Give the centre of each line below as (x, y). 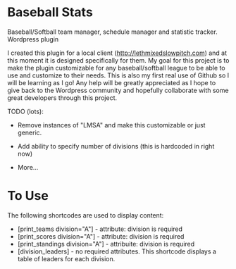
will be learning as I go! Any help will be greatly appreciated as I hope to (112, 82)
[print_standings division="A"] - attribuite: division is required (106, 244)
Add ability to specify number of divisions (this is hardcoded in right (116, 146)
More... (28, 167)
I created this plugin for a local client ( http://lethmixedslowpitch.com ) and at (117, 53)
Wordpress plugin (33, 39)
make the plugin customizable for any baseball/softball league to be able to (116, 68)
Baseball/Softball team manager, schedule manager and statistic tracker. (112, 32)
